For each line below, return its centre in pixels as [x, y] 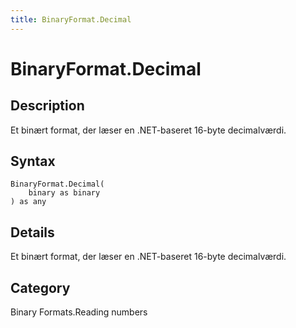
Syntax [33, 161]
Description [47, 106]
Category [40, 287]
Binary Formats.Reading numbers [79, 312]
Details [32, 232]
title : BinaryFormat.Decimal [71, 19]
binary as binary [64, 193]
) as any [28, 202]
